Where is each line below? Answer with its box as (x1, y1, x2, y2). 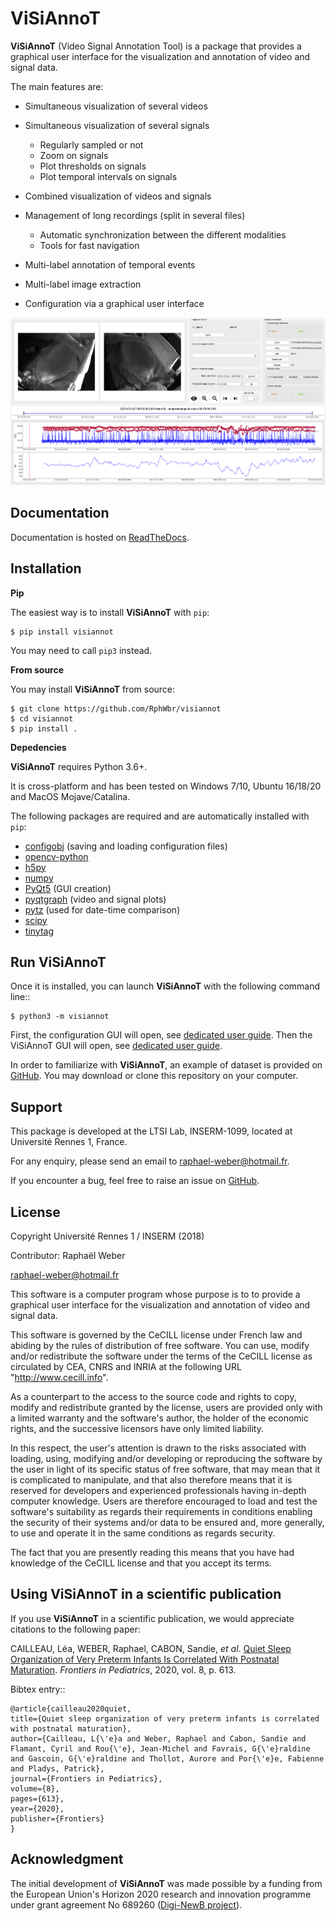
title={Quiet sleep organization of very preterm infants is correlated (10, 1713, 320, 1724)
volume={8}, (10, 1783, 60, 1794)
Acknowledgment (10, 1851, 124, 1868)
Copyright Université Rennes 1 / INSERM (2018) (10, 1230, 205, 1242)
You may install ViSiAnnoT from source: (10, 683, 176, 695)
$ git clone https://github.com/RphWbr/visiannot (10, 703, 222, 714)
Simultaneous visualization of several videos (24, 100, 208, 112)
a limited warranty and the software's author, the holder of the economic (10, 1412, 309, 1424)
